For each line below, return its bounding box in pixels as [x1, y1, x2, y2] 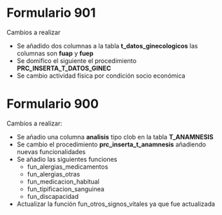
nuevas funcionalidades [16, 147, 86, 155]
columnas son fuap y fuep [16, 49, 94, 57]
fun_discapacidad [27, 192, 79, 200]
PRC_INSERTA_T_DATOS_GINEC [16, 64, 111, 72]
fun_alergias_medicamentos [27, 162, 109, 171]
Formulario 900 [6, 96, 99, 112]
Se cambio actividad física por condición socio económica [16, 71, 186, 80]
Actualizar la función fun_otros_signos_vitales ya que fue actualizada [16, 200, 215, 208]
